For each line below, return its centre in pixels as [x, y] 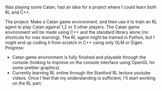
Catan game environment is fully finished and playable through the [79, 57]
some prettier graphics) [36, 68]
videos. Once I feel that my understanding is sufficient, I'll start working [84, 78]
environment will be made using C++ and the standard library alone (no [77, 32]
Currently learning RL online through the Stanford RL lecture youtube [81, 73]
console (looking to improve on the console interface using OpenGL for [83, 62]
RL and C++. [18, 12]
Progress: [15, 48]
